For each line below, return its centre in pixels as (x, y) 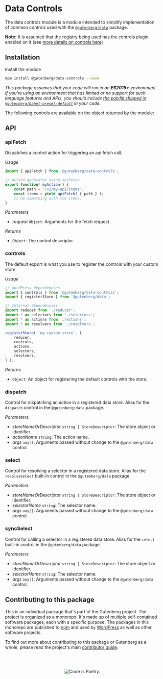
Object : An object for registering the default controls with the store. (80, 379)
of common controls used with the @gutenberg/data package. (67, 27)
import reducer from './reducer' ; (40, 310)
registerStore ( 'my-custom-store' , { (44, 333)
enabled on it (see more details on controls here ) (54, 42)
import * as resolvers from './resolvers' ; (50, 324)
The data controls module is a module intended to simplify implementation (80, 22)
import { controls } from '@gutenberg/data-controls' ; (62, 292)
